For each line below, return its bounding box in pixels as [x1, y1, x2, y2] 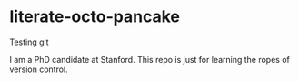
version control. [9, 64, 68, 75]
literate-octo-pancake [9, 6, 180, 27]
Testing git [9, 36, 49, 47]
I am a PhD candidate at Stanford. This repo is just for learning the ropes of [9, 54, 291, 65]
